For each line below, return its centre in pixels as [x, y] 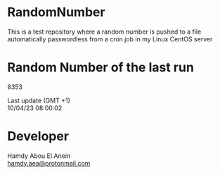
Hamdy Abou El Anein [39, 156]
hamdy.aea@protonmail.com [49, 163]
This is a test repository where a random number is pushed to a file [104, 32]
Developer [38, 136]
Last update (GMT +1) [39, 100]
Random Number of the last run [101, 68]
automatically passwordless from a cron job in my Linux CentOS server [110, 39]
